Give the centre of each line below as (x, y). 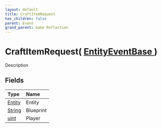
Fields (15, 81)
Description (17, 65)
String (14, 110)
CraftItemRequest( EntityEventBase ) (81, 52)
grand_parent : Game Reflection (37, 28)
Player (33, 118)
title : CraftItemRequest (30, 14)
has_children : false (26, 18)
